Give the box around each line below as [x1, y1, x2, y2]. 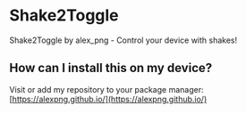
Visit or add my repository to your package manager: [9, 84, 204, 94]
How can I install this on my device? [9, 61, 213, 76]
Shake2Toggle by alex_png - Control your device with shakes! [9, 35, 238, 45]
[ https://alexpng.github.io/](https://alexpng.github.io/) [9, 93, 208, 104]
